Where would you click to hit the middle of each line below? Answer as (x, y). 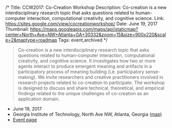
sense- (153, 72)
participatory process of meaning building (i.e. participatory (81, 72)
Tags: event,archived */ (83, 40)
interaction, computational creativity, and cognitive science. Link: (96, 18)
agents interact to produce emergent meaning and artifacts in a (85, 66)
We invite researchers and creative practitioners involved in (100, 77)
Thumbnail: (17, 29)
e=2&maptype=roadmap (31, 40)
